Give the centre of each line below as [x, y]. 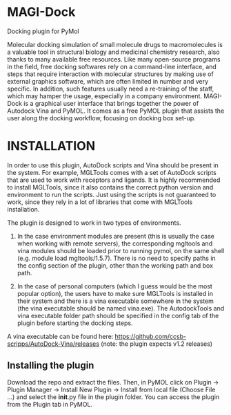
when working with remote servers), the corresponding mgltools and [114, 243]
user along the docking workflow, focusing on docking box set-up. [102, 118]
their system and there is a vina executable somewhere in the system [115, 301]
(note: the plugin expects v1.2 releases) [157, 344]
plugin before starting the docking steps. [75, 323]
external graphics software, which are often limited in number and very [108, 81]
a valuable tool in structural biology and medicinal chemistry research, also [113, 52]
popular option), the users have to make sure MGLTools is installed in [115, 293]
